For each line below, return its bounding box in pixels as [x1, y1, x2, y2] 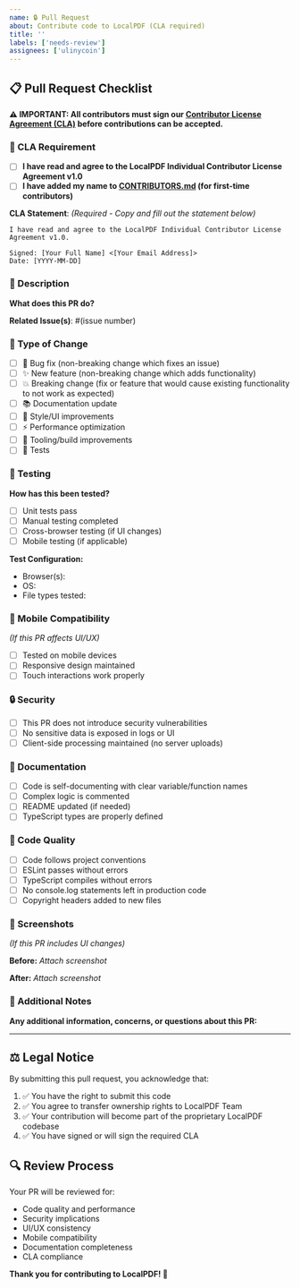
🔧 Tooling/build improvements [21, 435, 133, 446]
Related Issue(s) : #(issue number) [9, 315, 137, 326]
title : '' [9, 30, 46, 38]
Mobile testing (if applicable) [21, 535, 128, 546]
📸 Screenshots [9, 917, 74, 930]
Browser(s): [21, 570, 66, 582]
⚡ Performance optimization [21, 422, 126, 432]
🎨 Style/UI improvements [21, 411, 114, 422]
